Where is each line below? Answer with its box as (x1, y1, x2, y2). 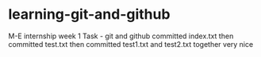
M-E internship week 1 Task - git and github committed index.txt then (8, 31, 234, 41)
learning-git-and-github (8, 5, 171, 23)
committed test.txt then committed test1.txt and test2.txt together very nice (8, 39, 254, 48)
